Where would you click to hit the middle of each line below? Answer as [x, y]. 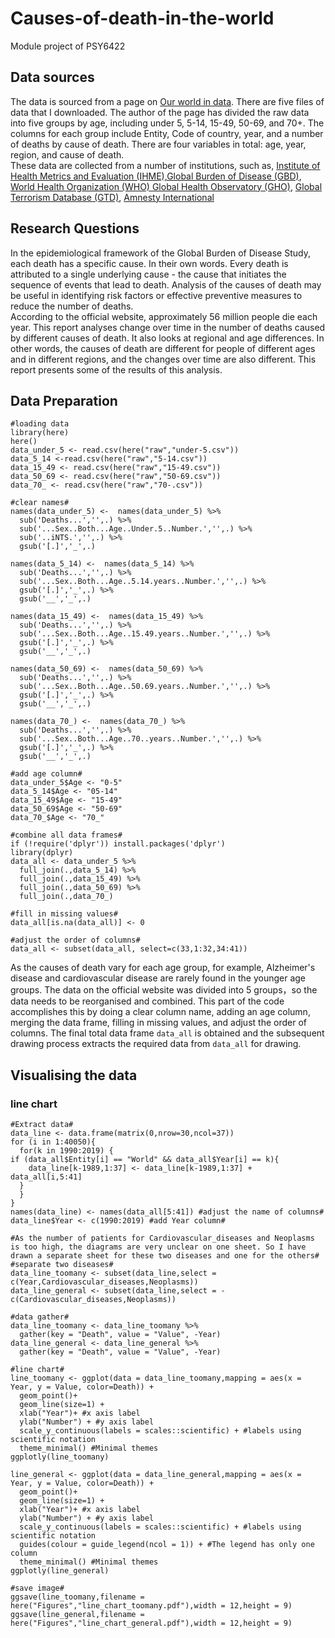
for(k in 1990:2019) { [66, 1151]
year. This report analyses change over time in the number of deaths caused [168, 327]
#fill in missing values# [64, 914]
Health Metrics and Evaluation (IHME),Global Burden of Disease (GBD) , [156, 176]
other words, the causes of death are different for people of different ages [163, 348]
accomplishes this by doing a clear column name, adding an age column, [160, 1012]
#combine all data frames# [66, 835]
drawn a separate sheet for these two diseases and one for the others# [165, 1256]
